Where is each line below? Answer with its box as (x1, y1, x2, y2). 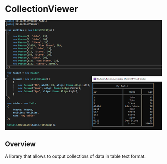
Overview (5, 140, 36, 148)
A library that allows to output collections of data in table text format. (5, 153, 146, 159)
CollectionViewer (5, 3, 78, 15)
